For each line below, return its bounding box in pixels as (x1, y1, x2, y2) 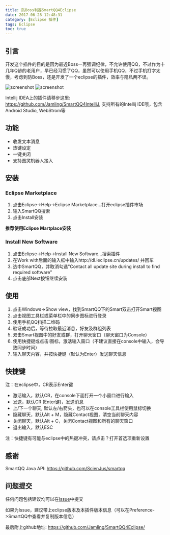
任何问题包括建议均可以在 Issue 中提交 (5, 496, 83, 502)
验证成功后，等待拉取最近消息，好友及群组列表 (12, 325, 111, 331)
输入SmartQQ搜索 (12, 208, 50, 214)
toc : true (5, 27, 26, 32)
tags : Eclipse (5, 21, 36, 27)
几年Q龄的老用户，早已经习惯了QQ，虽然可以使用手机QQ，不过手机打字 (5, 67, 156, 74)
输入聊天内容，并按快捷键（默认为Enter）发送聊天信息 (12, 351, 127, 357)
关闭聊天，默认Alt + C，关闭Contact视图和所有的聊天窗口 (12, 418, 133, 424)
